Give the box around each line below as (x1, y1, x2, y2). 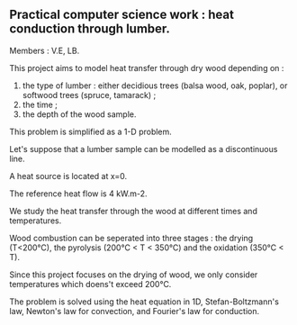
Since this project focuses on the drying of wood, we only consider (9, 269, 258, 280)
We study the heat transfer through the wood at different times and (9, 205, 258, 216)
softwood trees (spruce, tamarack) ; (22, 89, 157, 100)
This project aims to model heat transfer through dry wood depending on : (9, 62, 284, 73)
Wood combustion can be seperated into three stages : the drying (9, 232, 254, 243)
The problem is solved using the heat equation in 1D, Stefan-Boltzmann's (9, 296, 279, 307)
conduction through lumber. (9, 22, 171, 37)
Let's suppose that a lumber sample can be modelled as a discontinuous (9, 143, 278, 154)
